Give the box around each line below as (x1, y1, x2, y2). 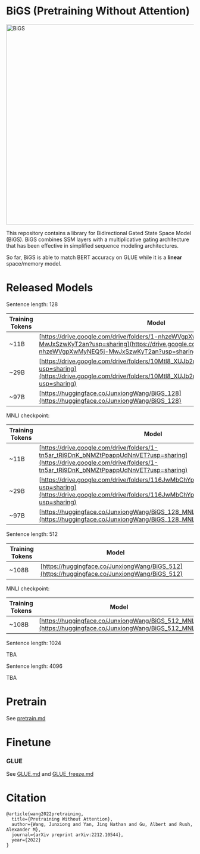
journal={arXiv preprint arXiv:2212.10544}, (11, 832, 124, 838)
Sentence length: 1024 (6, 639, 61, 646)
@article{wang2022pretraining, (6, 811, 84, 817)
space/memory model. (6, 260, 62, 267)
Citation (6, 791, 46, 805)
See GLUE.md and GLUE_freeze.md (6, 770, 94, 778)
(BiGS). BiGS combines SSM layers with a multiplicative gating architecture (6, 236, 189, 243)
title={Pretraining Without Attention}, (11, 816, 113, 822)
